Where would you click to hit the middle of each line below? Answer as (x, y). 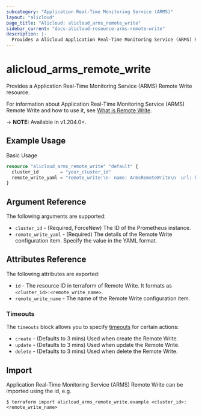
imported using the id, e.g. (39, 391)
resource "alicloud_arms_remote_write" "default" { (72, 166)
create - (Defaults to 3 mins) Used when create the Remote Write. (96, 339)
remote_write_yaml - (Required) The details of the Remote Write (93, 234)
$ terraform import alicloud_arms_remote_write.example (78, 402)
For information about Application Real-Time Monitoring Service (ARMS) (96, 104)
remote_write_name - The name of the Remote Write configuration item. (103, 298)
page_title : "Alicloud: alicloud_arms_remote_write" (74, 23)
